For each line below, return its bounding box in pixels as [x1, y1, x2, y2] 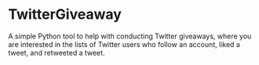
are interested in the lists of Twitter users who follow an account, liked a [8, 39, 241, 49]
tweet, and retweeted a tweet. [8, 48, 105, 57]
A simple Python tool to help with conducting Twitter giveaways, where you [8, 31, 252, 41]
